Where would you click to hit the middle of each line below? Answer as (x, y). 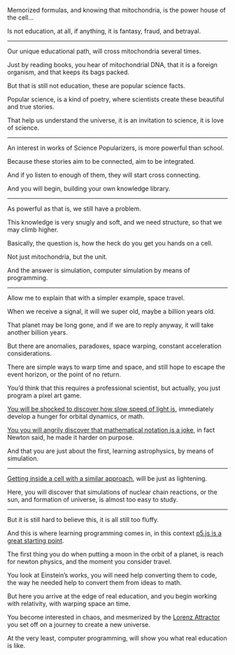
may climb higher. (33, 230)
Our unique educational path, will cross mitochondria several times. (104, 51)
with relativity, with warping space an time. (69, 604)
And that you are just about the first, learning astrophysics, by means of (111, 451)
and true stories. (31, 107)
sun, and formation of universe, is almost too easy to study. (93, 499)
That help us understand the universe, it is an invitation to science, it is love (115, 120)
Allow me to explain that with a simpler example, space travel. (96, 298)
